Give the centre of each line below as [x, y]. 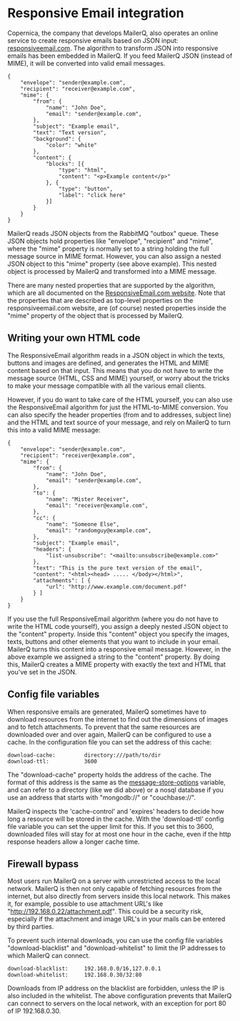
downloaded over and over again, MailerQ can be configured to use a [110, 734]
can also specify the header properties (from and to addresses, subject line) [120, 414]
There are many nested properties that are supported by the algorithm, [111, 285]
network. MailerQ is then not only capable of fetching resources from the [115, 889]
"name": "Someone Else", [82, 524]
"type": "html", [82, 170]
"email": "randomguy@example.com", [99, 530]
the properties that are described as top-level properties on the [100, 300]
